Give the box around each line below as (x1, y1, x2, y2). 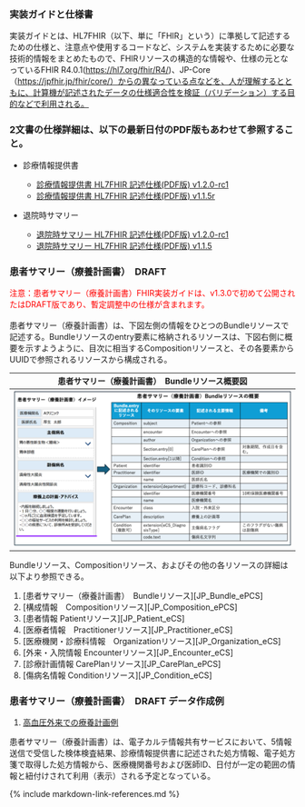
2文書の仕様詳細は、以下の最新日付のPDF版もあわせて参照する (9, 124, 285, 136)
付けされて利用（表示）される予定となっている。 (33, 771, 216, 782)
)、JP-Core (168, 65, 211, 75)
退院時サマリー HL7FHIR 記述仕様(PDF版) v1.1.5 (35, 240, 212, 251)
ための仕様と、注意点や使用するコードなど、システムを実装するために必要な (9, 42, 295, 53)
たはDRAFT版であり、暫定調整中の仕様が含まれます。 (9, 298, 210, 310)
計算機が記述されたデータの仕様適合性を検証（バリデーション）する (33, 87, 288, 98)
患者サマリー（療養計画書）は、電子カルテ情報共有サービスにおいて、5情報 (9, 736, 292, 747)
